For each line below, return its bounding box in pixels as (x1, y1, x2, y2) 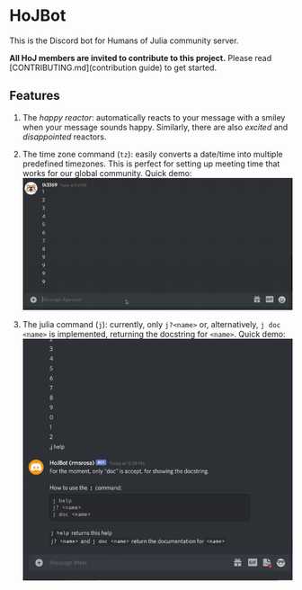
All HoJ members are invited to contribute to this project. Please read (9, 52, 272, 63)
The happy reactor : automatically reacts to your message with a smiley (22, 112, 286, 122)
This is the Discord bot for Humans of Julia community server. (9, 35, 239, 46)
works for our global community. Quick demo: (22, 167, 192, 178)
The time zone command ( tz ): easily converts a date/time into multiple (22, 148, 283, 159)
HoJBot (9, 5, 67, 26)
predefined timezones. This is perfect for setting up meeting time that (22, 158, 280, 169)
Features (9, 88, 60, 103)
